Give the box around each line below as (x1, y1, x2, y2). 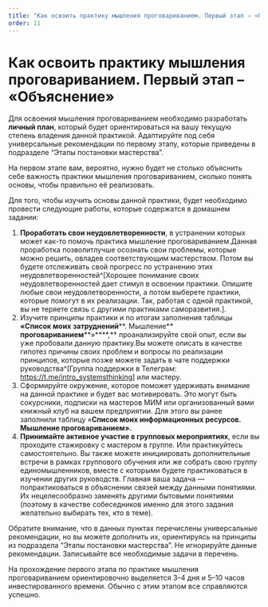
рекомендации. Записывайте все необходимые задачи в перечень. (8, 549, 239, 559)
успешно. (8, 590, 41, 600)
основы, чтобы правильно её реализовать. (8, 181, 155, 190)
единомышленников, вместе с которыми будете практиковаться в (19, 466, 248, 475)
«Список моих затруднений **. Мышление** (19, 321, 174, 331)
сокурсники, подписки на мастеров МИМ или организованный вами (19, 398, 254, 407)
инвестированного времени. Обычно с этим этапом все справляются (8, 581, 248, 591)
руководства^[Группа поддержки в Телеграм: (19, 364, 177, 374)
